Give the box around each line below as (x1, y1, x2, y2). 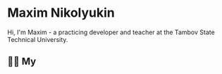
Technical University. (7, 35, 68, 43)
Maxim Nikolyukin (7, 5, 115, 21)
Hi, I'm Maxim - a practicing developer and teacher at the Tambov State (7, 28, 215, 36)
